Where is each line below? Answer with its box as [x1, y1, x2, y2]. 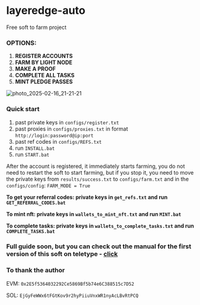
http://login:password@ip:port [14, 132, 94, 139]
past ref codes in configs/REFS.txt [14, 138, 102, 145]
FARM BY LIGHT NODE [14, 59, 73, 66]
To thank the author [6, 266, 65, 275]
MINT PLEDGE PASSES [14, 78, 73, 85]
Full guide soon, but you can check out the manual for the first [6, 242, 192, 251]
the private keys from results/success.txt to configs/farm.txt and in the [6, 175, 189, 182]
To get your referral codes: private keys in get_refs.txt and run [6, 193, 168, 201]
